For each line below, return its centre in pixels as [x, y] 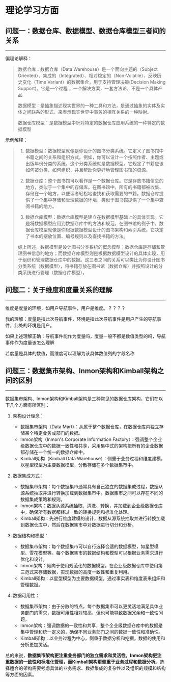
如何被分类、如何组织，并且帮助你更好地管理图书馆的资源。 [88, 170]
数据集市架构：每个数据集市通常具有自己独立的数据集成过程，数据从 [92, 486]
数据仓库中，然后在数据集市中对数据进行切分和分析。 [80, 524]
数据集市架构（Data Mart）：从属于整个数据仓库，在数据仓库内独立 [90, 427]
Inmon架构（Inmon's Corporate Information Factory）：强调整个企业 [91, 439]
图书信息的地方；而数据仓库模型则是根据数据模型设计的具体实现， [91, 253]
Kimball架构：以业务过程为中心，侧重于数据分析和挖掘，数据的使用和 [93, 638]
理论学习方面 [32, 10]
